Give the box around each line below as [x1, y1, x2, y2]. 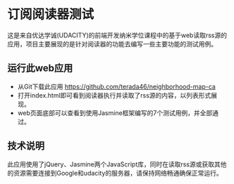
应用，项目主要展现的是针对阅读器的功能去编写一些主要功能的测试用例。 [7, 39, 217, 48]
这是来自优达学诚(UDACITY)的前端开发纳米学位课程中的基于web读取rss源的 [7, 31, 228, 39]
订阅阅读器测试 [7, 6, 94, 22]
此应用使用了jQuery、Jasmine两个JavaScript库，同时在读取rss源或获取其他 [7, 159, 227, 169]
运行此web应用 [7, 63, 73, 74]
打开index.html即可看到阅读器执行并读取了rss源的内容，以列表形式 [17, 91, 211, 99]
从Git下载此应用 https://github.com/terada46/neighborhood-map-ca [17, 82, 216, 91]
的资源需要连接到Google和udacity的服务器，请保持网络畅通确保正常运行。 [7, 169, 223, 177]
